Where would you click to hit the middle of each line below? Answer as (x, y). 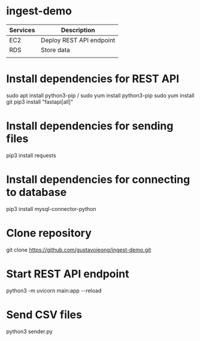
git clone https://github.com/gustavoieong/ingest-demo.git (79, 249)
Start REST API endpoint (68, 274)
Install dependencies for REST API (93, 79)
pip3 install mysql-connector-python (51, 209)
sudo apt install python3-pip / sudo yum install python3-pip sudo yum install (100, 95)
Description (78, 30)
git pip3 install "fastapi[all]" (40, 102)
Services (22, 30)
